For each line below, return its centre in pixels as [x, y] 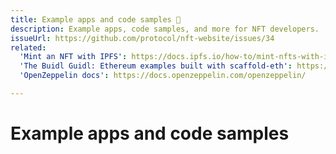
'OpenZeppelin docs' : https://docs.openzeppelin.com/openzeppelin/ [163, 76]
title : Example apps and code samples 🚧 [96, 19]
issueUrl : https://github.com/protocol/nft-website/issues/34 [142, 38]
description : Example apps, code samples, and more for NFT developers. [165, 29]
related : [28, 47]
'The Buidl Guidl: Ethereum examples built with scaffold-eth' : [156, 66]
